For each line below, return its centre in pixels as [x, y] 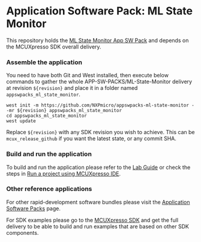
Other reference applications [49, 189]
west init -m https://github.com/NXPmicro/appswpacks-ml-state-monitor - [100, 105]
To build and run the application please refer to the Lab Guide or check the [98, 167]
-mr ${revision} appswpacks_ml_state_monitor [64, 111]
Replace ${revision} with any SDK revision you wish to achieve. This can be [100, 132]
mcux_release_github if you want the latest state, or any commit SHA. [91, 138]
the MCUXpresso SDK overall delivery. [54, 47]
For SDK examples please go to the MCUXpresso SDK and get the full [92, 220]
